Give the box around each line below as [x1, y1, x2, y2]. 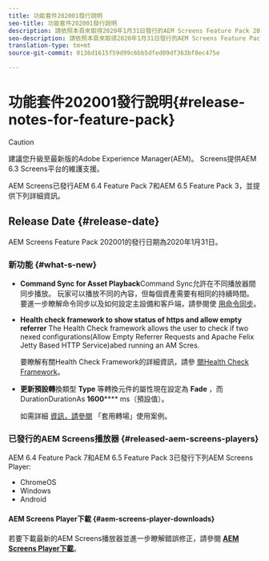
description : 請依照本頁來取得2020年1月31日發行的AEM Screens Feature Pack [8, 26, 250, 35]
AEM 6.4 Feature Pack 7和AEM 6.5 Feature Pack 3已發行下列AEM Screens [8, 453, 254, 462]
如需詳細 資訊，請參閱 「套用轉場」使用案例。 [19, 411, 172, 421]
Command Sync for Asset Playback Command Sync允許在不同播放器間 [19, 278, 256, 289]
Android [19, 494, 46, 504]
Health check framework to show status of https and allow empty [19, 315, 243, 325]
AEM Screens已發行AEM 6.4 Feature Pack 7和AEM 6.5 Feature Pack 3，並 [8, 181, 254, 190]
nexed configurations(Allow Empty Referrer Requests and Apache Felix [19, 332, 255, 342]
